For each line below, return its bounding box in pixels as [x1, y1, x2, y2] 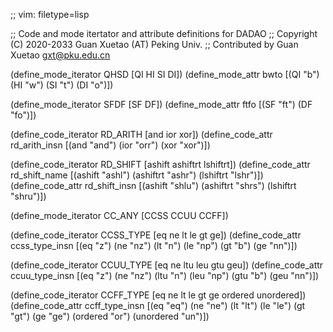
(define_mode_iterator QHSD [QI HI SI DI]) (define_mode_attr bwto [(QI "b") [10, 69, 320, 80]
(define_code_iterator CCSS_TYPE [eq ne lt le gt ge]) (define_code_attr [10, 229, 302, 241]
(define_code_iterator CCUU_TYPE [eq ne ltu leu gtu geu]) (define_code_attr [10, 259, 324, 271]
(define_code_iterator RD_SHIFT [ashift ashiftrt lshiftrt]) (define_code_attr [10, 159, 311, 170]
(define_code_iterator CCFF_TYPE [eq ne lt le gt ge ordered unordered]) [10, 289, 307, 301]
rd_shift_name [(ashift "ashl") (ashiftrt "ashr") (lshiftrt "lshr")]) [10, 169, 264, 181]
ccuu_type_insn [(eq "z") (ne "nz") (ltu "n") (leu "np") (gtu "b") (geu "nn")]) [10, 270, 320, 281]
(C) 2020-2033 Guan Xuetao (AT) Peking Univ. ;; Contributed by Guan [10, 39, 299, 50]
